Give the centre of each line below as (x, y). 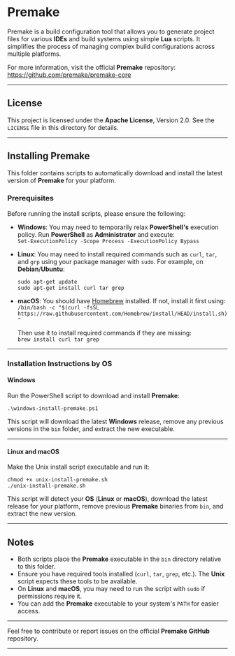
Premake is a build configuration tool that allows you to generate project (111, 31)
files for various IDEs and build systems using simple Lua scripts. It (104, 38)
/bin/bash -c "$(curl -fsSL (58, 307)
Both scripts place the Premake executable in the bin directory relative (119, 559)
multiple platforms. (34, 54)
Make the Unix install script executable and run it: (78, 467)
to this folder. (36, 566)
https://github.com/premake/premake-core (69, 75)
